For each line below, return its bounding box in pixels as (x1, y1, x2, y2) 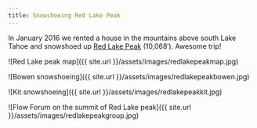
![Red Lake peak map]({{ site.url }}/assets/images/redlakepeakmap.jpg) (8, 57, 239, 66)
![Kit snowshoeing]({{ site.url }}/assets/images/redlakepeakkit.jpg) (8, 87, 223, 97)
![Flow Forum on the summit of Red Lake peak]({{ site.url (8, 102, 192, 112)
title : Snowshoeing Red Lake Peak (8, 11, 121, 20)
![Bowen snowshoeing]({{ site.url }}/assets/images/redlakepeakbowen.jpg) (8, 71, 250, 81)
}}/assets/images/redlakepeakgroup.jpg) (8, 111, 139, 120)
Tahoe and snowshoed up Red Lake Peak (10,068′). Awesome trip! (8, 41, 222, 51)
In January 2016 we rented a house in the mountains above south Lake (8, 33, 237, 42)
